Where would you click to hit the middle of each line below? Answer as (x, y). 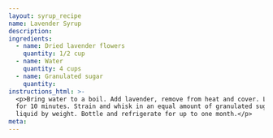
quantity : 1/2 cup (54, 54)
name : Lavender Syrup (45, 24)
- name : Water (39, 62)
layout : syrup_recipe (45, 16)
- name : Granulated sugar (60, 76)
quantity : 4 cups (52, 69)
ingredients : (30, 39)
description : (30, 31)
